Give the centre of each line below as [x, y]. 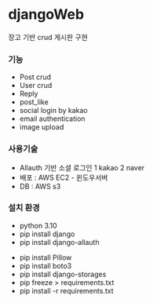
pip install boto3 [46, 265]
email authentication [52, 119]
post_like [34, 102]
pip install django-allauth [59, 242]
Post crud [35, 77]
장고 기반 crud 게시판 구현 [48, 37]
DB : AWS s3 [40, 186]
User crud [36, 86]
